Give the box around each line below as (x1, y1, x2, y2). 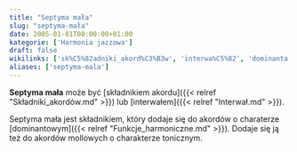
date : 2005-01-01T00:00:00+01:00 (9, 29, 133, 38)
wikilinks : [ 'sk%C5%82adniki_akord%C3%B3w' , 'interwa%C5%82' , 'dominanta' (9, 54, 293, 63)
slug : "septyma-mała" (9, 21, 90, 30)
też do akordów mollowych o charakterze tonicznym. (9, 132, 203, 143)
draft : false (9, 46, 58, 55)
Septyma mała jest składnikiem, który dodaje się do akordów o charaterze (9, 113, 280, 124)
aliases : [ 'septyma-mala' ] (9, 63, 109, 72)
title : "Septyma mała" (9, 12, 93, 22)
